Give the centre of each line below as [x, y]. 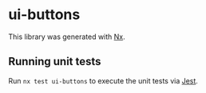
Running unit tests [55, 62]
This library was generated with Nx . [67, 37]
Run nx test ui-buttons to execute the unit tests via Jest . [103, 80]
